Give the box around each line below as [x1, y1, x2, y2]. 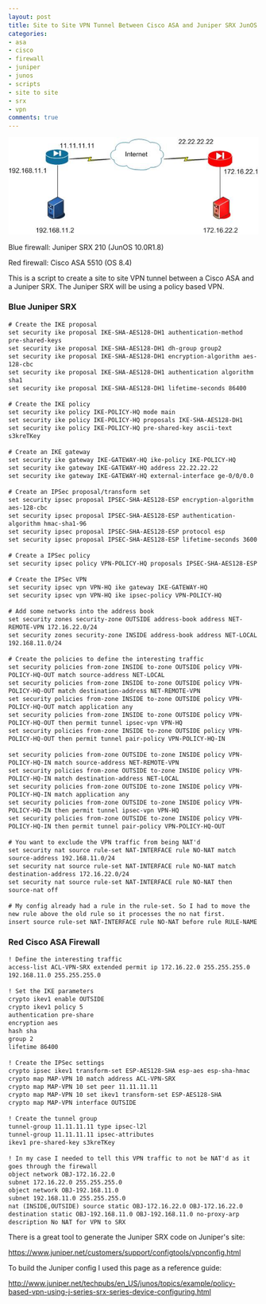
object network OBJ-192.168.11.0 [8, 1187, 119, 1195]
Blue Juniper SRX [8, 301, 77, 312]
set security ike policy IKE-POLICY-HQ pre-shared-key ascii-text [8, 424, 233, 432]
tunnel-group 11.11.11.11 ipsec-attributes [8, 1131, 155, 1139]
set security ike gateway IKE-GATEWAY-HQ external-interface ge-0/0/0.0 [8, 472, 254, 480]
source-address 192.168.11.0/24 [8, 854, 115, 862]
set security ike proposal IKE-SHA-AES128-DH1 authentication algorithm [8, 368, 254, 376]
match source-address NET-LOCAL [58, 671, 165, 679]
